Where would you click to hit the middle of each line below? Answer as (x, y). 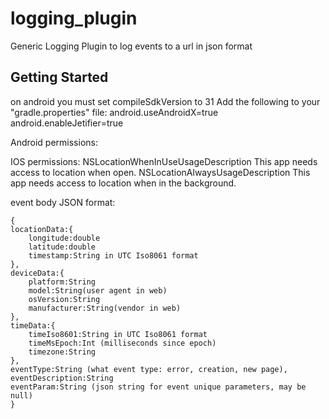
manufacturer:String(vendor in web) (105, 308)
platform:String (62, 282)
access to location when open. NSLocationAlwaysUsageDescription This (160, 172)
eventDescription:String (62, 378)
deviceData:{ (37, 273)
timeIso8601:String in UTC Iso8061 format (118, 334)
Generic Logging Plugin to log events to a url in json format (131, 46)
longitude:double (64, 238)
